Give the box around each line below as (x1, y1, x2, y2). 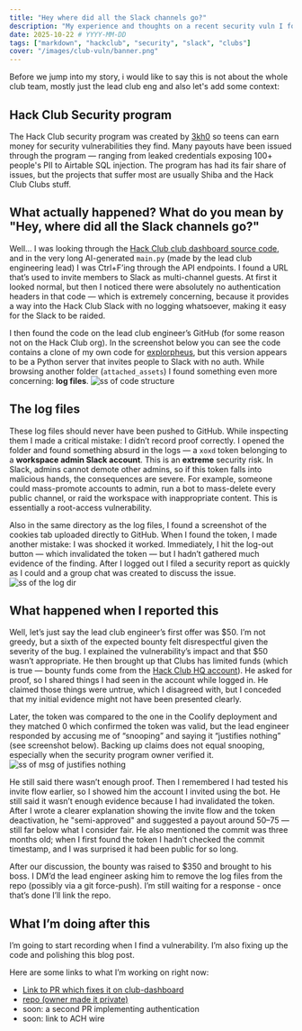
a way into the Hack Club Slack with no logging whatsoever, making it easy (9, 300, 287, 311)
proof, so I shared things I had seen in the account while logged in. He (9, 675, 269, 686)
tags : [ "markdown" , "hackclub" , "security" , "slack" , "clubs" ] (9, 38, 252, 48)
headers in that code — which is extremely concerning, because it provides (9, 290, 289, 302)
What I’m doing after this (9, 916, 151, 931)
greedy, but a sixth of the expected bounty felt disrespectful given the (9, 636, 269, 647)
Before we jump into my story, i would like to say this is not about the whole (9, 71, 289, 82)
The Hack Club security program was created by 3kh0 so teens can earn (9, 131, 280, 141)
